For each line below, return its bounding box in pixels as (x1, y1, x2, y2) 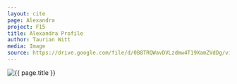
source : (7, 50, 30, 57)
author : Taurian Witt (7, 36, 71, 43)
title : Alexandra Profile (7, 29, 83, 37)
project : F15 (7, 23, 46, 30)
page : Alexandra (7, 17, 55, 24)
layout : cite (7, 10, 46, 17)
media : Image (7, 43, 46, 50)
